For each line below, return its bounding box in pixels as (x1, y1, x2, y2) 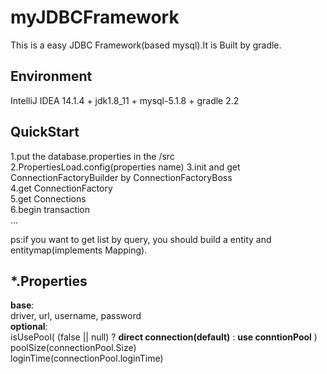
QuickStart (10, 124, 80, 141)
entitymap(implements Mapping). (10, 244, 148, 256)
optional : (10, 321, 48, 333)
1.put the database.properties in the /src (10, 150, 175, 162)
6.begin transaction (10, 203, 91, 215)
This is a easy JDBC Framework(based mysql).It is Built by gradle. (10, 39, 282, 51)
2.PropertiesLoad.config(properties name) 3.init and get (10, 161, 241, 173)
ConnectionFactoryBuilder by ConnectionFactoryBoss (10, 171, 233, 183)
